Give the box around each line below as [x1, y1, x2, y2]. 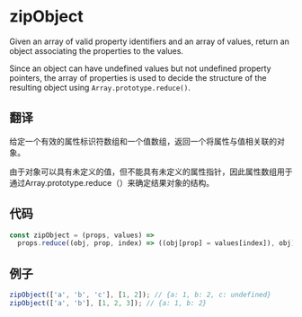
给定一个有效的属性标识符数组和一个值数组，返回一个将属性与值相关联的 [9, 136, 277, 146]
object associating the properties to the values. [9, 45, 184, 56]
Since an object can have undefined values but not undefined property [9, 63, 271, 74]
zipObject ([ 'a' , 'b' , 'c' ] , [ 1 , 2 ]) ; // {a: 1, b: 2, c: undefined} [9, 290, 271, 300]
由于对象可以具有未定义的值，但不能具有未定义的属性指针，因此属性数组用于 [9, 166, 293, 177]
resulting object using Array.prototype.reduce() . [9, 82, 191, 92]
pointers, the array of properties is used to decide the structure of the [9, 72, 267, 83]
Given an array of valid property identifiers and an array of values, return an [9, 36, 290, 47]
